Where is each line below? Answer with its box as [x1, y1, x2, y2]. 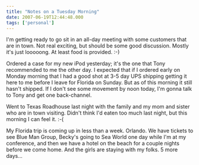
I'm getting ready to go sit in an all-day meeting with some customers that [6, 36, 187, 43]
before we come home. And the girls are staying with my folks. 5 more [6, 146, 178, 153]
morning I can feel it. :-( [6, 116, 64, 123]
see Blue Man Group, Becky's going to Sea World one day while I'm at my [6, 134, 187, 141]
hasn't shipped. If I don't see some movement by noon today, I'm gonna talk [6, 85, 192, 93]
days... [6, 153, 23, 160]
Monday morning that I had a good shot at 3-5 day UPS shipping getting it [6, 72, 187, 80]
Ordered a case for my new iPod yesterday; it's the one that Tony [6, 60, 166, 67]
